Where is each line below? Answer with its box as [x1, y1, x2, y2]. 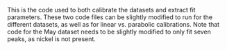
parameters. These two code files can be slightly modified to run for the [7, 13, 213, 21]
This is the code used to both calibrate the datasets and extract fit [7, 6, 196, 14]
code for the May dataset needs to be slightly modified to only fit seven [7, 27, 212, 36]
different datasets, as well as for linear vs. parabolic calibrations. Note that [7, 21, 220, 28]
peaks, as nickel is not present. [7, 35, 96, 43]
